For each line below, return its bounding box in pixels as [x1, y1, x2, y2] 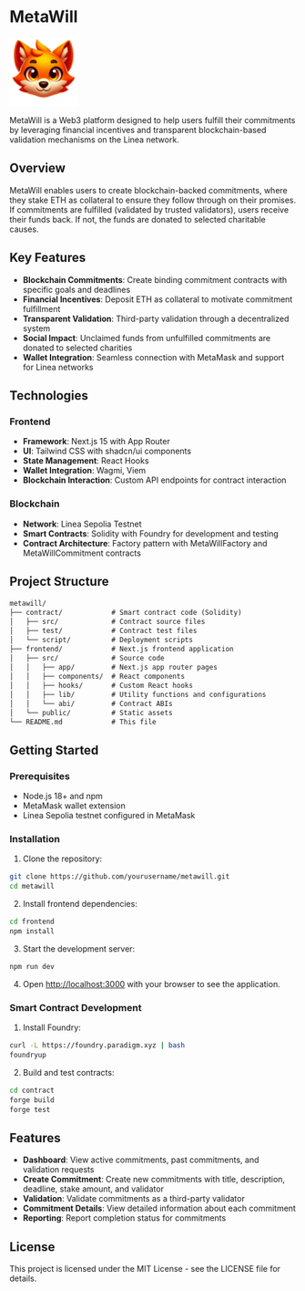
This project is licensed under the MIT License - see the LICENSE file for [9, 1264, 280, 1275]
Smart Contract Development [9, 1001, 142, 1014]
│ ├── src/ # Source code [9, 654, 166, 663]
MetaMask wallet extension [22, 800, 126, 811]
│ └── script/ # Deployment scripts [9, 636, 194, 645]
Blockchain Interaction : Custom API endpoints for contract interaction [22, 474, 287, 485]
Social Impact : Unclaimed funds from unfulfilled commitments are [22, 332, 271, 343]
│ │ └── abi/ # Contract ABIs [9, 700, 173, 709]
